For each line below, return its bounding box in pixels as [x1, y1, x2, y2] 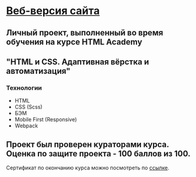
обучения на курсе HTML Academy [6, 37, 143, 47]
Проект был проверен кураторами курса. [6, 139, 169, 149]
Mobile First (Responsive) [14, 116, 77, 123]
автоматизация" [6, 66, 71, 76]
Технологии [6, 84, 43, 92]
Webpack [14, 122, 38, 129]
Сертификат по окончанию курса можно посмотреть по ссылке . [6, 164, 169, 172]
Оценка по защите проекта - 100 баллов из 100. [6, 149, 191, 159]
